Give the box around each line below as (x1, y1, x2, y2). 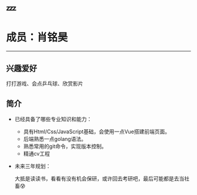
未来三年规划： (14, 162, 51, 169)
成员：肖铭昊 (6, 31, 69, 44)
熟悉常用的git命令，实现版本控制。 (23, 143, 107, 150)
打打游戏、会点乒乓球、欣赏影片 (6, 80, 83, 87)
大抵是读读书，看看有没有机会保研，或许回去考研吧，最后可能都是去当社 (14, 175, 189, 182)
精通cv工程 (23, 150, 50, 157)
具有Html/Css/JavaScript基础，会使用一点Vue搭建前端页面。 (23, 128, 170, 135)
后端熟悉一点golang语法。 (23, 135, 87, 142)
